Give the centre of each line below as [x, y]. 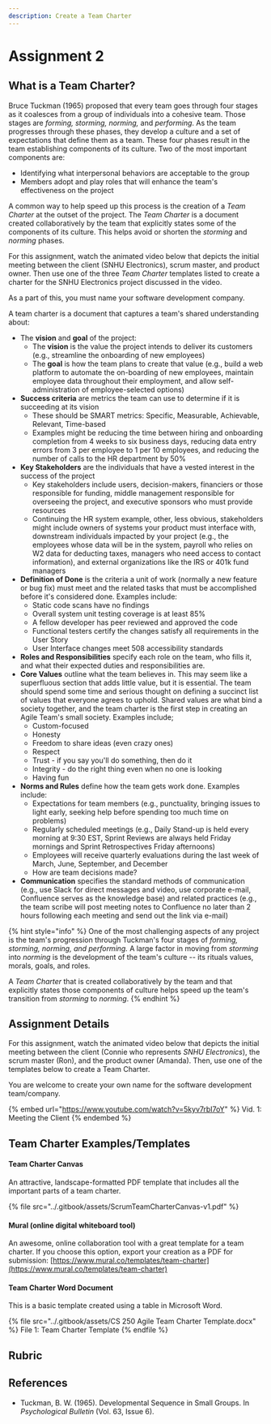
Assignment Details [59, 1024]
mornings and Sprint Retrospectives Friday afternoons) [124, 846]
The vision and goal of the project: [78, 338]
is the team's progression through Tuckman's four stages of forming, [123, 940]
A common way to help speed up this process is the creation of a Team [127, 206]
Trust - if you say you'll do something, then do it [112, 760]
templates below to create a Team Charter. [79, 1069]
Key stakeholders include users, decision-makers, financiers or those [148, 484]
